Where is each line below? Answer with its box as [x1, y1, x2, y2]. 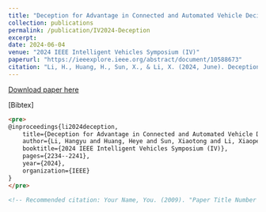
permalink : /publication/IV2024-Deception [8, 26, 150, 34]
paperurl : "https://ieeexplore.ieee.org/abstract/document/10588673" [8, 56, 243, 64]
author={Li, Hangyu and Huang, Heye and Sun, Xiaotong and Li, [22, 138, 236, 146]
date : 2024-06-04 [8, 41, 66, 49]
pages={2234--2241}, [22, 152, 90, 161]
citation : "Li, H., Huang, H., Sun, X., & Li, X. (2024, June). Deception [8, 63, 260, 71]
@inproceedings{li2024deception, [8, 123, 119, 131]
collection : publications [8, 19, 93, 27]
